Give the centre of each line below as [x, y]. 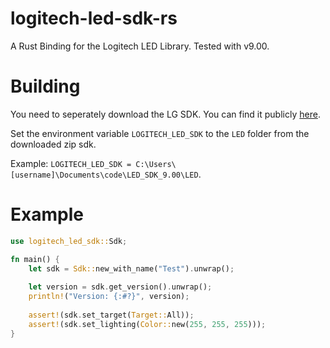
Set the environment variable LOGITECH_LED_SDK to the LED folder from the [160, 133]
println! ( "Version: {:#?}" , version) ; [109, 297]
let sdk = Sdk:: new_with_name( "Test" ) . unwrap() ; [131, 268]
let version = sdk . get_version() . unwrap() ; [120, 287]
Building [45, 86]
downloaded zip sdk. [53, 144]
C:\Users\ [156, 164]
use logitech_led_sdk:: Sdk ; [69, 241]
